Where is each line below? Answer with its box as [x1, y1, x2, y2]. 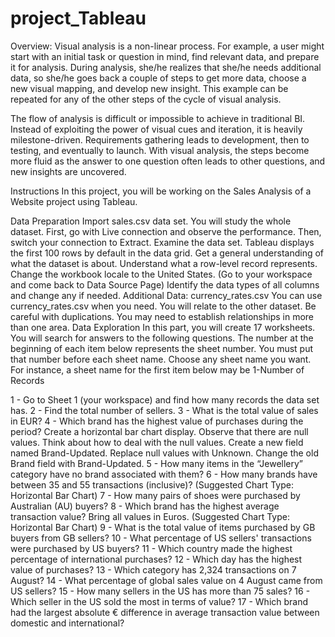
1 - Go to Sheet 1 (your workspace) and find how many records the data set [10, 393, 320, 406]
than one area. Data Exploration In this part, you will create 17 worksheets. [10, 321, 316, 333]
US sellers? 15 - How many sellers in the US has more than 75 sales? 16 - [10, 585, 311, 597]
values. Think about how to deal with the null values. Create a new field [10, 436, 304, 448]
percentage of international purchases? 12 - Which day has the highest [10, 553, 303, 565]
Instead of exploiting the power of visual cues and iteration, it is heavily [10, 123, 303, 135]
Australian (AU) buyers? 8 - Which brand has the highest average [10, 500, 280, 512]
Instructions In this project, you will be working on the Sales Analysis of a [10, 185, 312, 197]
